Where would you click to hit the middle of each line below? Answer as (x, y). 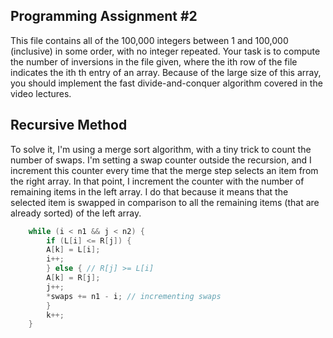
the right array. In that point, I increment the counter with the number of (157, 181)
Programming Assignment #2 (104, 16)
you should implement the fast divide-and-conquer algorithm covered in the (166, 83)
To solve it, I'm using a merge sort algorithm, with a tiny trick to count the (161, 149)
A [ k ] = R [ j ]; (73, 278)
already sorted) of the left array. (76, 213)
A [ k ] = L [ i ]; (73, 250)
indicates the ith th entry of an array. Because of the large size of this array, (166, 72)
